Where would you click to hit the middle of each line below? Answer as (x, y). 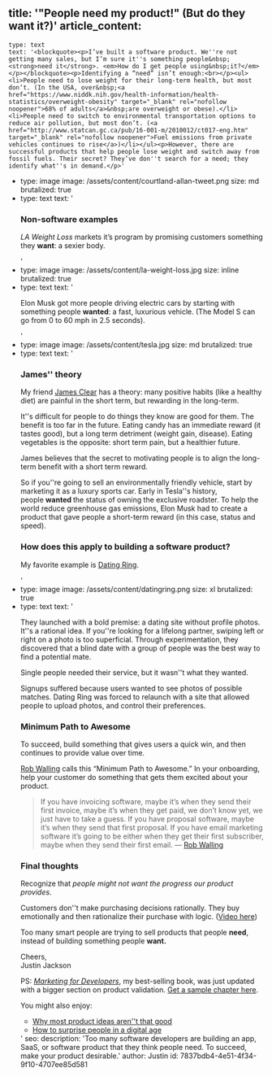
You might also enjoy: (56, 1006)
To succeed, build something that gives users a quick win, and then (133, 744)
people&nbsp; (208, 59)
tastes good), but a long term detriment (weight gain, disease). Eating (136, 433)
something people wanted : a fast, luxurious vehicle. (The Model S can (138, 311)
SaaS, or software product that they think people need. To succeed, (134, 1048)
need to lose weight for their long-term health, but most (150, 81)
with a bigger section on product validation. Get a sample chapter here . (139, 990)
